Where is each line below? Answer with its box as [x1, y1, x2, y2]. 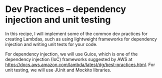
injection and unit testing [5, 14, 111, 25]
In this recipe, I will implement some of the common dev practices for [5, 30, 148, 36]
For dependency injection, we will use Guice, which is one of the [5, 51, 138, 57]
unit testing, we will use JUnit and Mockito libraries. [5, 66, 111, 73]
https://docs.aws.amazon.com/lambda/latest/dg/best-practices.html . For [5, 61, 155, 67]
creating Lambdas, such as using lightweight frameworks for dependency [5, 36, 157, 42]
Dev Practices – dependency [5, 3, 126, 15]
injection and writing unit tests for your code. [5, 41, 97, 47]
